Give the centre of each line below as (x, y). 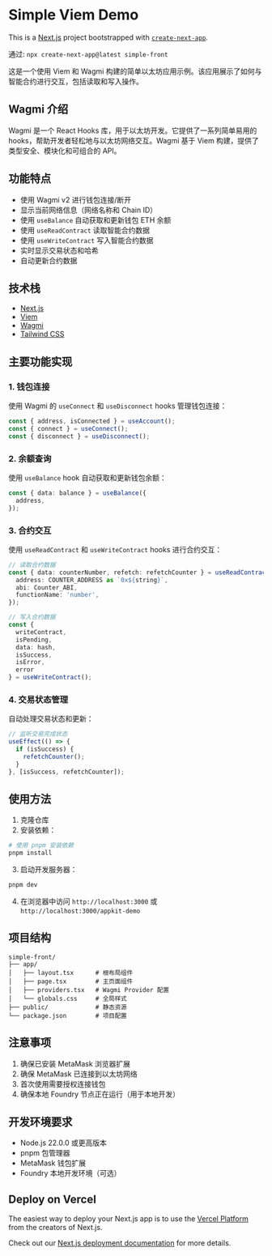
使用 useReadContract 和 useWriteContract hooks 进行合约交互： (115, 549)
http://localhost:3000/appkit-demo (80, 911)
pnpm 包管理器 (45, 1153)
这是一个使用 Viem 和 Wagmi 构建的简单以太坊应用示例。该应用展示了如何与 (135, 71)
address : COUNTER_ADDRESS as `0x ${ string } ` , (92, 580)
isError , (30, 662)
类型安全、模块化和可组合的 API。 (65, 151)
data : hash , (36, 647)
